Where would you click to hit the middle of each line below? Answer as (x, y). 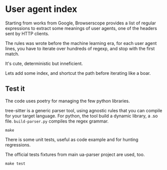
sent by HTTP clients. (27, 33)
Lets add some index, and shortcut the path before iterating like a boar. (78, 73)
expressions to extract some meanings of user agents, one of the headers (81, 28)
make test (15, 164)
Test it (15, 89)
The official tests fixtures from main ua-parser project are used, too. (75, 154)
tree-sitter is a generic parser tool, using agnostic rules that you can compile (84, 110)
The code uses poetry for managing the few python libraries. (68, 101)
